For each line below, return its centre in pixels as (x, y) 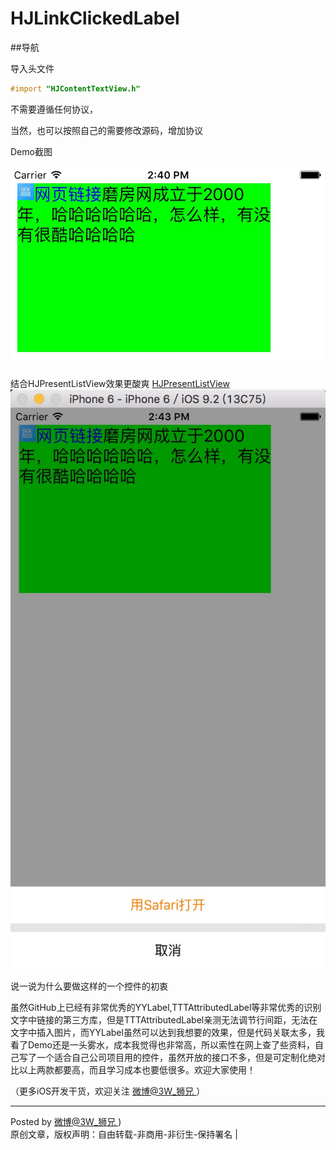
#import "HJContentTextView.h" (75, 88)
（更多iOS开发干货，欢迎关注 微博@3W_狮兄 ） (108, 1091)
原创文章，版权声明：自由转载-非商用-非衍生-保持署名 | (124, 1134)
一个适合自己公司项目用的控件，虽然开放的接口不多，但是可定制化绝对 (181, 1057)
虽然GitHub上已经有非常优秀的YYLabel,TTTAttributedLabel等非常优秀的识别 (166, 1007)
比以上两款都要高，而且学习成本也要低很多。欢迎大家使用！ (133, 1069)
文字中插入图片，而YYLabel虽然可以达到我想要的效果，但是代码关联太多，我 (167, 1032)
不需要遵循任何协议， (54, 109)
